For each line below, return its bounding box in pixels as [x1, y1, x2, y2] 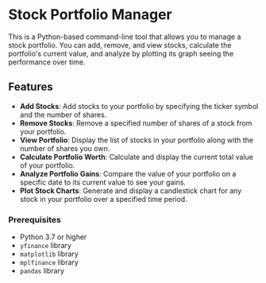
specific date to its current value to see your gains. [19, 177, 187, 187]
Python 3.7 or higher [19, 232, 87, 242]
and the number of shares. [19, 110, 107, 119]
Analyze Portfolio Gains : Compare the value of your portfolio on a [19, 169, 237, 178]
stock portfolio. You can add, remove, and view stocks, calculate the [8, 40, 232, 49]
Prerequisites [8, 214, 61, 225]
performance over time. [8, 57, 86, 67]
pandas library [19, 266, 65, 276]
